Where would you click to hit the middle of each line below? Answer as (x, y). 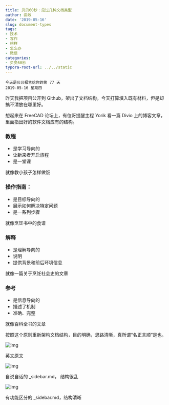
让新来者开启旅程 (31, 155)
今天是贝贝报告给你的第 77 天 (33, 83)
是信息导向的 (26, 300)
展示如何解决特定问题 (35, 206)
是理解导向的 (26, 250)
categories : (18, 58)
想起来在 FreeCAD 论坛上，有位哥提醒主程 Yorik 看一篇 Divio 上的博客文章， (85, 116)
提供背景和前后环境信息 (37, 263)
